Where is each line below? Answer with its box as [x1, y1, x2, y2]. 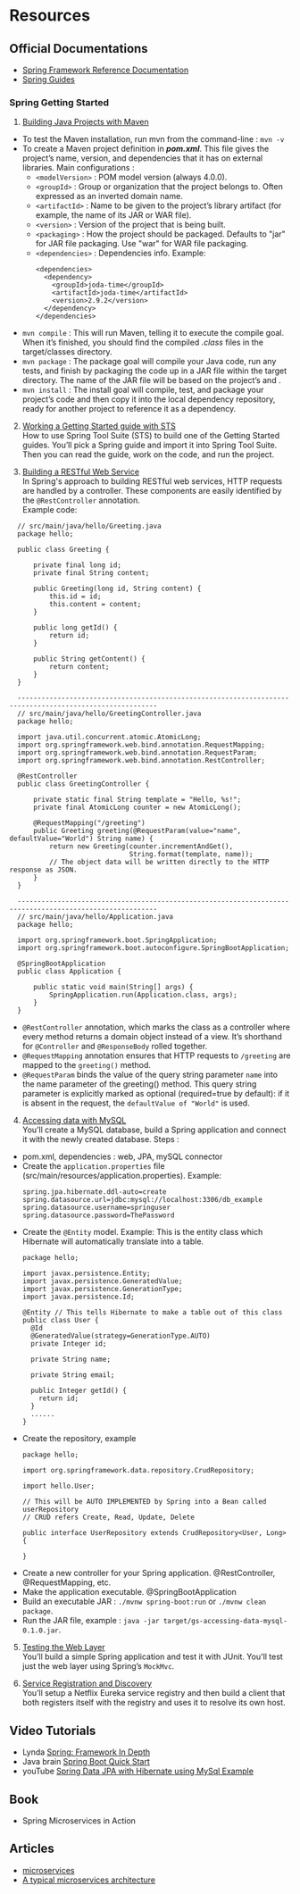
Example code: [21, 505, 78, 515]
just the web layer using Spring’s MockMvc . [21, 1661, 175, 1672]
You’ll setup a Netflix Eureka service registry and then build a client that [21, 1688, 286, 1698]
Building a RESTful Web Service [21, 466, 140, 478]
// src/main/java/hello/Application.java [17, 913, 174, 922]
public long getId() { [32, 623, 118, 632]
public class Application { [17, 967, 122, 976]
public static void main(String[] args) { [32, 983, 194, 992]
